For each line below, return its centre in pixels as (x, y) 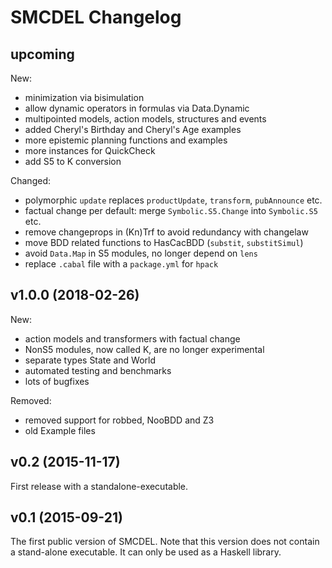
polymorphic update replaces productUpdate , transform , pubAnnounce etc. (173, 200)
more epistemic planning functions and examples (126, 140)
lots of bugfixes (57, 381)
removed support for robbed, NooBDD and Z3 (119, 420)
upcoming (42, 54)
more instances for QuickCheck (90, 150)
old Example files (60, 430)
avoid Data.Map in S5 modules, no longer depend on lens (141, 253)
